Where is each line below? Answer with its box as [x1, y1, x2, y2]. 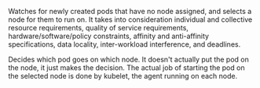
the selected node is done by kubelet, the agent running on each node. [8, 72, 238, 80]
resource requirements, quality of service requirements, [8, 23, 189, 32]
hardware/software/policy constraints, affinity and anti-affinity [8, 31, 210, 40]
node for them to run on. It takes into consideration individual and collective [8, 15, 253, 24]
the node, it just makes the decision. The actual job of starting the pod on [8, 63, 245, 72]
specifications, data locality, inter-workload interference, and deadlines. [8, 40, 241, 49]
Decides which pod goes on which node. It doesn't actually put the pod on [8, 55, 250, 64]
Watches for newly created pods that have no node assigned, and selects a [8, 7, 252, 16]
